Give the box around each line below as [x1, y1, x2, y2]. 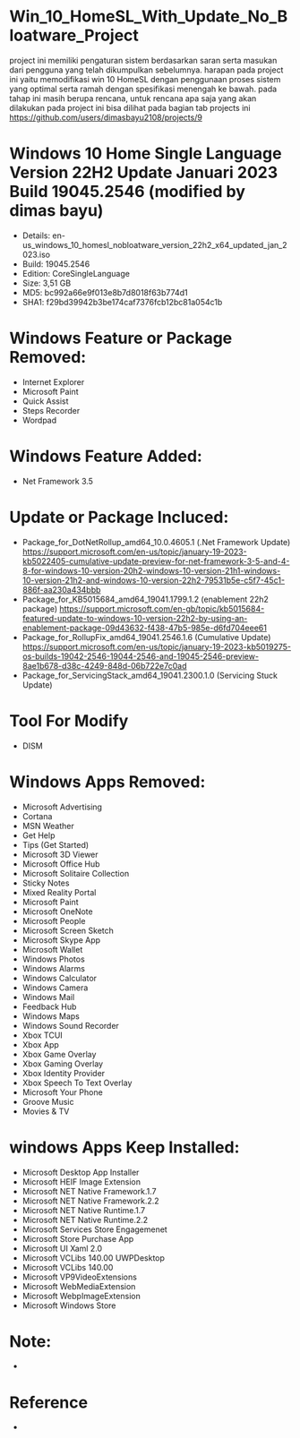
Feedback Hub [21, 1001, 77, 1012]
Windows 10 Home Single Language [9, 143, 282, 164]
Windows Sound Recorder [21, 1020, 119, 1031]
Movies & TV [21, 1106, 70, 1117]
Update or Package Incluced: [9, 507, 229, 527]
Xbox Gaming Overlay [21, 1058, 104, 1069]
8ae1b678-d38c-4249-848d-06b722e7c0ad [21, 660, 187, 671]
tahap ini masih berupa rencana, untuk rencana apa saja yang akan [9, 92, 257, 104]
